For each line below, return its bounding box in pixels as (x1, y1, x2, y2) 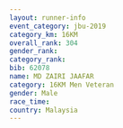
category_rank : (9, 55, 66, 64)
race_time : (9, 96, 50, 106)
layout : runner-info (9, 13, 87, 23)
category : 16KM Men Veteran (9, 80, 115, 89)
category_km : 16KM (9, 30, 78, 39)
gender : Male (9, 88, 58, 97)
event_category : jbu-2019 (9, 22, 106, 31)
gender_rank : (9, 47, 58, 56)
